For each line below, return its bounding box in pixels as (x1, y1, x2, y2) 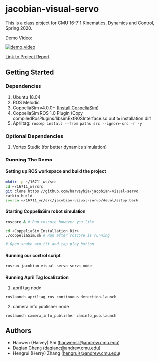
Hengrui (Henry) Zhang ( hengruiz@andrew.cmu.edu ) (12, 350, 120, 356)
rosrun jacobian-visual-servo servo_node (5, 263, 92, 269)
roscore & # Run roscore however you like (5, 219, 94, 224)
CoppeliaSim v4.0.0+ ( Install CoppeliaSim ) (12, 105, 99, 111)
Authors (5, 326, 32, 335)
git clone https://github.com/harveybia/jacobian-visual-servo (5, 189, 139, 194)
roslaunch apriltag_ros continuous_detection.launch (5, 295, 117, 300)
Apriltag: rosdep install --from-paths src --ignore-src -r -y (12, 120, 142, 126)
